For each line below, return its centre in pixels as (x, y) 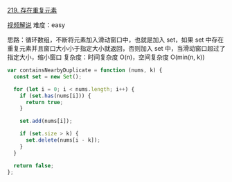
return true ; (44, 102)
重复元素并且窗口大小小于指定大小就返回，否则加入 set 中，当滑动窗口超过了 (117, 48)
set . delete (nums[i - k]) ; (63, 140)
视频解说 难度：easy (36, 25)
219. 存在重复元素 (32, 10)
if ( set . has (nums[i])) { (55, 96)
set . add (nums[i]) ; (46, 121)
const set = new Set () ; (47, 76)
